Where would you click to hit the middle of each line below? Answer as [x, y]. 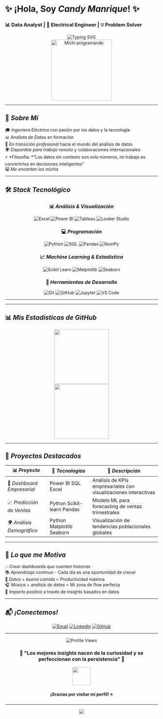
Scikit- [75, 503]
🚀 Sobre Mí [22, 118]
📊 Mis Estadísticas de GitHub [51, 318]
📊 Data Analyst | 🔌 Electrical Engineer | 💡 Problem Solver [73, 25]
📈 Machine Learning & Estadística [81, 257]
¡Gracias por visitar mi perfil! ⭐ [81, 694]
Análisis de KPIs [110, 480]
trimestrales [106, 512]
